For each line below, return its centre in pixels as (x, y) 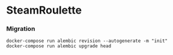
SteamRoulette (44, 10)
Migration (21, 29)
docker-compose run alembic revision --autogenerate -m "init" (87, 41)
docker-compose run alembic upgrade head (59, 46)
